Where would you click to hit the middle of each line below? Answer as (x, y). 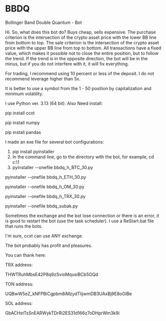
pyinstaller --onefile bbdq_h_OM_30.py (45, 187)
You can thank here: (26, 255)
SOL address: (19, 303)
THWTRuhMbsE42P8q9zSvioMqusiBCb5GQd (52, 274)
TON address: (19, 284)
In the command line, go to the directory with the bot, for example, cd (83, 157)
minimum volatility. (24, 94)
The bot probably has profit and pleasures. (49, 245)
